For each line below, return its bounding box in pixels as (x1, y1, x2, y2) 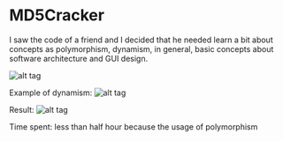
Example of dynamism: (9, 87, 93, 98)
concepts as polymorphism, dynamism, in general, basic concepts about (9, 43, 274, 54)
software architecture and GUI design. (9, 53, 149, 63)
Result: (9, 104, 34, 115)
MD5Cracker (9, 5, 104, 26)
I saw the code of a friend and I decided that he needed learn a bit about (9, 34, 273, 45)
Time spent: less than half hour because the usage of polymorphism (9, 121, 258, 132)
